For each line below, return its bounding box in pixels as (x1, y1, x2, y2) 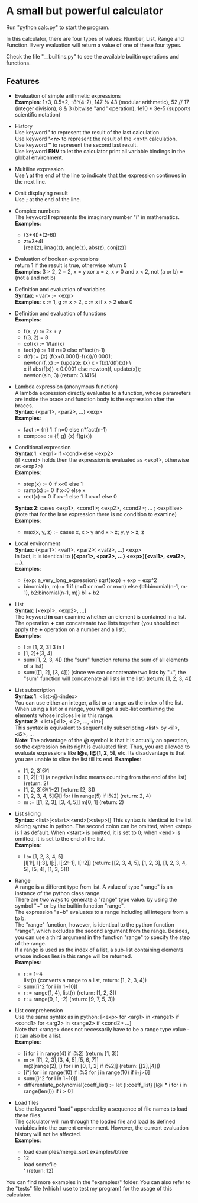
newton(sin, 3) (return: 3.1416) (23, 371, 97, 378)
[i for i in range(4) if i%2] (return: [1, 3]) (23, 1050, 119, 1057)
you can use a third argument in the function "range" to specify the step (14, 934, 190, 941)
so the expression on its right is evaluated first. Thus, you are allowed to (14, 743, 190, 750)
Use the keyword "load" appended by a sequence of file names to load (14, 1105, 188, 1112)
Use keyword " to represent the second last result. (14, 141, 138, 149)
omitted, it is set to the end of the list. (14, 835, 106, 842)
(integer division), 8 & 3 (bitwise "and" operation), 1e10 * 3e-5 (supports (14, 105, 191, 112)
